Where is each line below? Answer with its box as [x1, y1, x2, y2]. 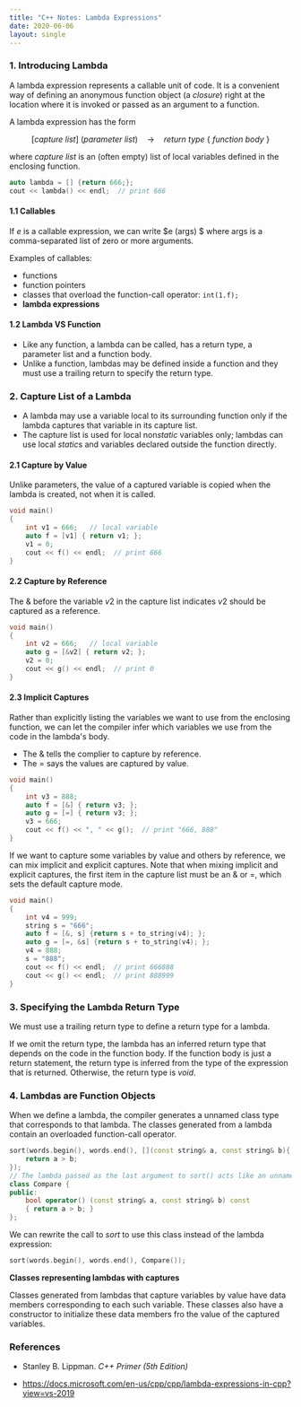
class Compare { [9, 1179, 70, 1189]
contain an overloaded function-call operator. [9, 1129, 177, 1140]
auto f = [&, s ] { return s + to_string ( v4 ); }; [25, 930, 206, 939]
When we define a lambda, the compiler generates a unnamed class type [9, 1110, 279, 1121]
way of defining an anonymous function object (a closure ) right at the [9, 89, 266, 100]
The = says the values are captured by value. [21, 757, 190, 768]
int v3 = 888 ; [25, 791, 78, 801]
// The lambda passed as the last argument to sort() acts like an [9, 1171, 267, 1180]
